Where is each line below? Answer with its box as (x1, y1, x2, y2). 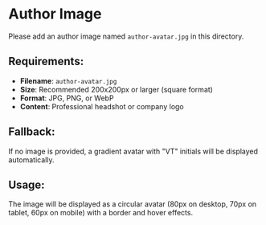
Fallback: (8, 125, 55, 139)
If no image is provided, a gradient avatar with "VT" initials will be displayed (8, 146, 259, 156)
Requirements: (8, 55, 84, 68)
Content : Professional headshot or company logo (19, 101, 185, 111)
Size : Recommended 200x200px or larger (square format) (19, 84, 213, 94)
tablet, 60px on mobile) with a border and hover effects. (8, 208, 194, 218)
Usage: (8, 178, 46, 191)
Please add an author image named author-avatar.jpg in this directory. (8, 31, 244, 41)
